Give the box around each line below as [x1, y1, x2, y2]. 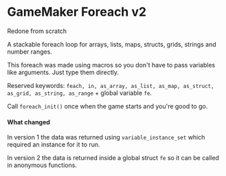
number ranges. [7, 47, 53, 56]
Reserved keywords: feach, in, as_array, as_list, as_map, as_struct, [7, 81, 214, 89]
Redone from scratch [7, 27, 67, 35]
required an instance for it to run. [7, 140, 101, 148]
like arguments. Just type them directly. [7, 68, 119, 76]
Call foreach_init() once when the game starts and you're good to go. [7, 102, 208, 110]
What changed [7, 118, 50, 126]
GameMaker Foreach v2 [7, 4, 146, 20]
